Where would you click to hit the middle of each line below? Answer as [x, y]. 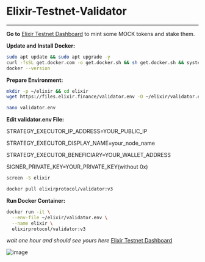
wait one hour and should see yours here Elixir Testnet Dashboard [89, 241]
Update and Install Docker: [41, 45]
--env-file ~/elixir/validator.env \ [60, 217]
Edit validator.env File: [35, 120]
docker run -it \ [28, 212]
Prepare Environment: [35, 80]
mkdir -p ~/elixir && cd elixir [47, 91]
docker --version [28, 68]
